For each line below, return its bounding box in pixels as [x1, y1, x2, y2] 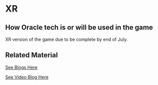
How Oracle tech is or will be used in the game [5, 23, 153, 32]
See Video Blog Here [5, 74, 49, 80]
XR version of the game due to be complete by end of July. [5, 36, 128, 42]
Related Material [5, 51, 58, 59]
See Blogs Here [5, 64, 38, 70]
